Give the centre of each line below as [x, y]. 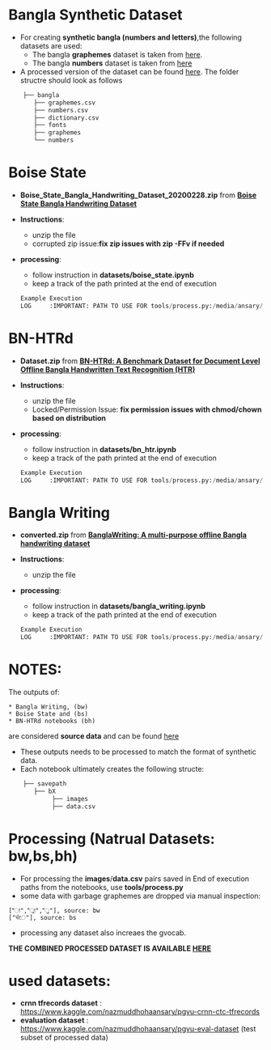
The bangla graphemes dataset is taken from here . [117, 54]
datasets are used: [51, 45]
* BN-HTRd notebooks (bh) [52, 722]
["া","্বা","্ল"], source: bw [55, 910]
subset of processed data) [64, 1038]
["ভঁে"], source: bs [42, 917]
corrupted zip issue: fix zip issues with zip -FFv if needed [128, 243]
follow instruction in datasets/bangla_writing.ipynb [119, 606]
